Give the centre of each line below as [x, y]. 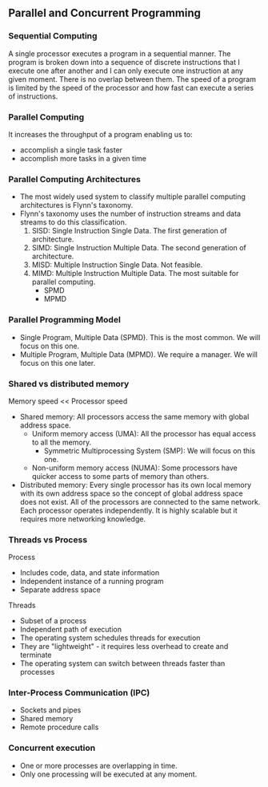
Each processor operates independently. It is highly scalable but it [128, 510]
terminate [36, 655]
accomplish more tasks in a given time [83, 158]
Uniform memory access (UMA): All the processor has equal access [144, 433]
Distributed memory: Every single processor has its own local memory [136, 485]
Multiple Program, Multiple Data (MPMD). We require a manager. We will [138, 354]
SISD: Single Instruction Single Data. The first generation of [130, 231]
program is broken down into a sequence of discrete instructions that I [124, 62]
